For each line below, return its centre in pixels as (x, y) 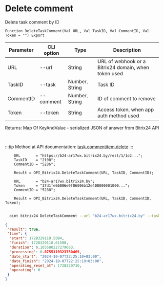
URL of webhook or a (122, 61)
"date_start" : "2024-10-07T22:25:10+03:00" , (55, 256)
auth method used (118, 115)
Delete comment (39, 9)
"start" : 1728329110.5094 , (37, 238)
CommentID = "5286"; (35, 164)
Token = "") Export (25, 35)
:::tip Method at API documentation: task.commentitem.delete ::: (69, 147)
